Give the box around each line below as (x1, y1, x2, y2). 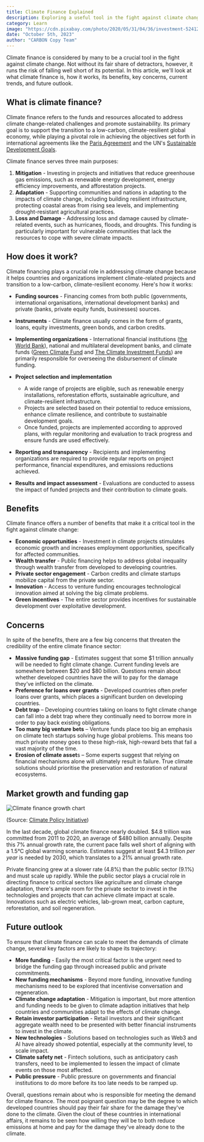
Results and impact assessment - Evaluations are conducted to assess (15, 479, 195, 486)
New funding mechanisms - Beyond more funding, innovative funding (15, 975, 192, 983)
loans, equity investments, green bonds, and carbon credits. (15, 324, 166, 331)
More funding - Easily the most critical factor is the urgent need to (15, 956, 182, 964)
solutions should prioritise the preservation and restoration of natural (15, 764, 188, 772)
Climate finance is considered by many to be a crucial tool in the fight (6, 54, 180, 61)
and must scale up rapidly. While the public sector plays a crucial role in (6, 872, 186, 879)
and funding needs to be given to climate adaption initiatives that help (15, 1002, 190, 1009)
